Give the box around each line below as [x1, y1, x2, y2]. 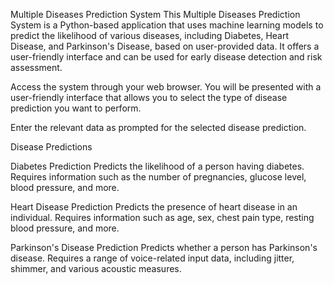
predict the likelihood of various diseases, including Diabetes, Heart [10, 30, 290, 41]
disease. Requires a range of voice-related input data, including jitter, [10, 252, 295, 264]
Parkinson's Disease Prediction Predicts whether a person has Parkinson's [10, 242, 318, 253]
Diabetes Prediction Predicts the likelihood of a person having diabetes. [10, 160, 305, 172]
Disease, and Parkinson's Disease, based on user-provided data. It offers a [10, 40, 320, 52]
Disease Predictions [10, 141, 93, 153]
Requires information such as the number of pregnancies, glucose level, [10, 171, 307, 183]
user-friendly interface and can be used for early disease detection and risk [10, 51, 323, 63]
